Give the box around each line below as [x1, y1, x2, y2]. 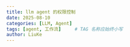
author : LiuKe [6, 32, 43, 38]
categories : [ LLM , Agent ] [6, 20, 72, 26]
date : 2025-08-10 [6, 15, 51, 21]
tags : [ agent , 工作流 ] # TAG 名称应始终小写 [6, 26, 123, 32]
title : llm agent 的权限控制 [6, 9, 76, 15]
